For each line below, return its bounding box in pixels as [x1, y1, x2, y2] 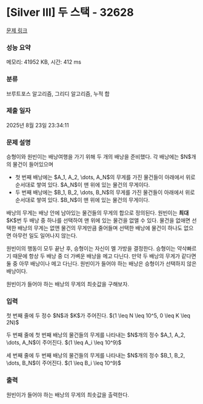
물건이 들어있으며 [12, 161, 53, 168]
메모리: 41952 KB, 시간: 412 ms [6, 58, 82, 66]
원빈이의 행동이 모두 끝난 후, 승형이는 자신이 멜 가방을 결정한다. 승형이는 [6, 245, 176, 252]
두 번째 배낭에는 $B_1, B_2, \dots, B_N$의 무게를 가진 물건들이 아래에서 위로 [15, 189, 195, 196]
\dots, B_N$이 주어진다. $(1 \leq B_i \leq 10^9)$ [6, 359, 121, 367]
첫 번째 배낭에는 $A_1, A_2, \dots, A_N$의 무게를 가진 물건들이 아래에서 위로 [15, 173, 196, 181]
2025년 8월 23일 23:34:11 [6, 121, 69, 129]
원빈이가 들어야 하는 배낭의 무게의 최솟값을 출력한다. [6, 391, 129, 398]
